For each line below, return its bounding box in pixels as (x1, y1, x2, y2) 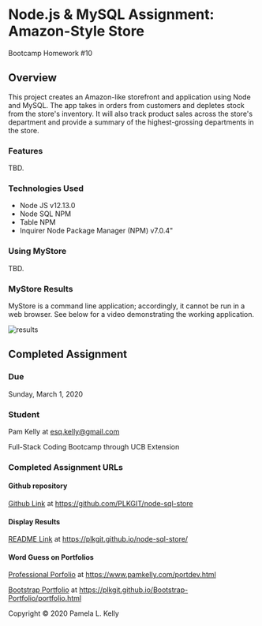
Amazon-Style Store (8, 22, 144, 40)
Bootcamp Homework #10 (8, 48, 93, 58)
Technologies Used (8, 183, 84, 194)
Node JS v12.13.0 (19, 201, 76, 211)
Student (8, 408, 40, 419)
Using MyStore (8, 246, 67, 257)
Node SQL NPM (19, 209, 72, 218)
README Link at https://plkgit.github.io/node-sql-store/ (8, 535, 188, 544)
